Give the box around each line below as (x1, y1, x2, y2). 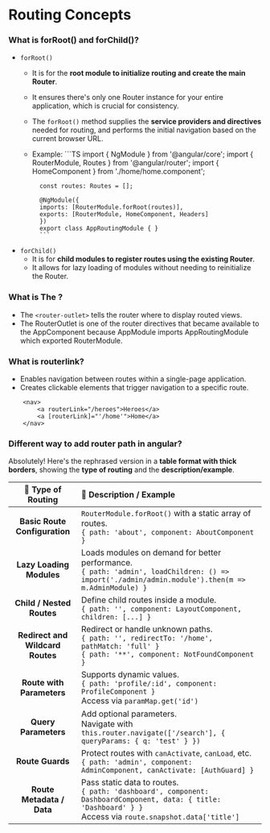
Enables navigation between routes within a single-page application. (19, 374, 247, 384)
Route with (21, 677, 64, 689)
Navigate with (80, 718, 133, 730)
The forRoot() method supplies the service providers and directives (31, 117, 262, 127)
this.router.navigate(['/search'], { (80, 728, 226, 738)
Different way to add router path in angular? (8, 438, 182, 449)
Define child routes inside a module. (80, 594, 217, 606)
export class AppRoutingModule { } (39, 224, 159, 233)
